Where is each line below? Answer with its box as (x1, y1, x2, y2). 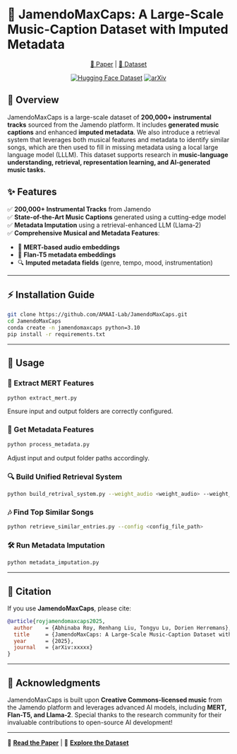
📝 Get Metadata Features (7, 424, 95, 434)
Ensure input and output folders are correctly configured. (7, 407, 174, 416)
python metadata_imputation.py (7, 559, 99, 567)
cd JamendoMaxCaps (7, 318, 61, 325)
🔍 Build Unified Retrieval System (7, 472, 122, 482)
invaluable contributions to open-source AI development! (7, 718, 173, 726)
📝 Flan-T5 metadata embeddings (17, 250, 116, 259)
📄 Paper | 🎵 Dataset (90, 59, 147, 68)
